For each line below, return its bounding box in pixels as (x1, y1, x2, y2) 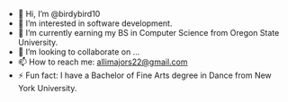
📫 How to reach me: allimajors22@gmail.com (17, 56, 188, 67)
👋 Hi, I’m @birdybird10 (17, 9, 101, 19)
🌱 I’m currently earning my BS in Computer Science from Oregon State (17, 28, 280, 38)
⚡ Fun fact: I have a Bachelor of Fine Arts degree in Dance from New (17, 70, 272, 81)
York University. (17, 83, 77, 93)
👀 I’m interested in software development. (17, 18, 173, 29)
